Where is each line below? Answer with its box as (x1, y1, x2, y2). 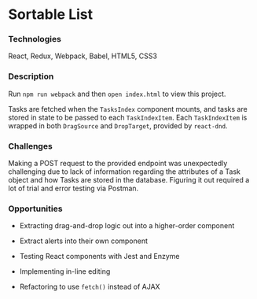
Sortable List (8, 6, 94, 24)
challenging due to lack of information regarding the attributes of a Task (8, 167, 241, 176)
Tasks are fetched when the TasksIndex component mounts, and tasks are (8, 104, 248, 113)
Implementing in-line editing (19, 267, 111, 276)
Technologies (8, 34, 61, 45)
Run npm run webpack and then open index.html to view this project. (8, 89, 226, 98)
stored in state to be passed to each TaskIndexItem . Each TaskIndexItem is (8, 113, 248, 122)
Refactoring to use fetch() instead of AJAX (19, 282, 160, 292)
